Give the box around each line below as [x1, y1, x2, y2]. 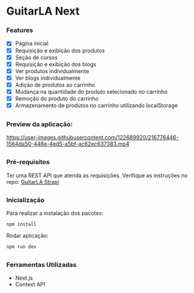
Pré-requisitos [6, 158, 50, 166]
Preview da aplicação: [6, 120, 73, 129]
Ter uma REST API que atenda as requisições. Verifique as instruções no [6, 172, 188, 179]
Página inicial [15, 40, 49, 47]
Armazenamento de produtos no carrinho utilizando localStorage [15, 102, 178, 109]
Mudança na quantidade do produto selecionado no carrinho [15, 88, 168, 95]
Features [6, 26, 33, 35]
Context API [15, 281, 46, 288]
